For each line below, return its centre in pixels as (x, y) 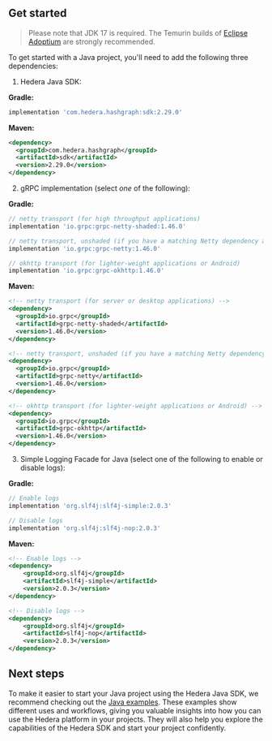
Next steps (36, 674)
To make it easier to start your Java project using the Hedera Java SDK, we (134, 693)
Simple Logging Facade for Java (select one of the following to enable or (141, 459)
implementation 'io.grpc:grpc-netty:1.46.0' (85, 248)
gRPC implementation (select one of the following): (105, 188)
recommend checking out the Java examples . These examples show (123, 702)
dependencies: (33, 66)
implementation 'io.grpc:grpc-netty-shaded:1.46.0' (97, 226)
